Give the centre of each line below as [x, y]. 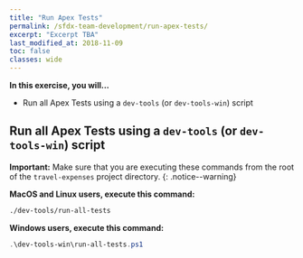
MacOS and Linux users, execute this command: [102, 194]
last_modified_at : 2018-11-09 [66, 43]
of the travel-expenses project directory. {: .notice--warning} [123, 176]
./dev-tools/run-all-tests [60, 210]
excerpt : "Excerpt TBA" [54, 34]
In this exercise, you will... [60, 85]
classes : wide [36, 60]
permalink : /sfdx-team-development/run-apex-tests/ [109, 26]
